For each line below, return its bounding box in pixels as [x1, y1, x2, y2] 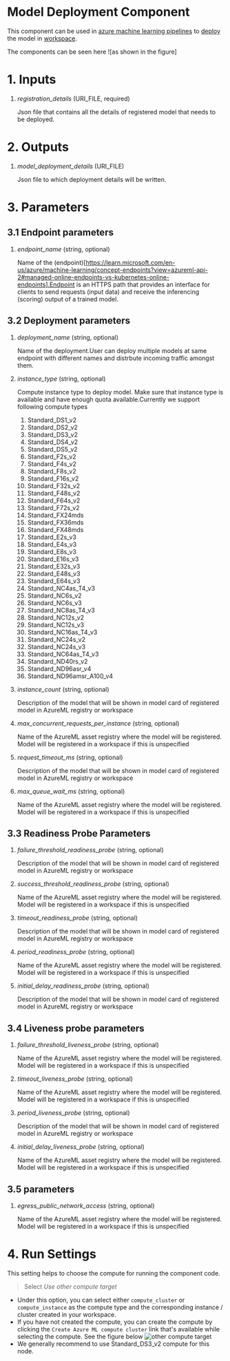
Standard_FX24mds [27, 511, 84, 519]
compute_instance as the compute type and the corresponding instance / [17, 1303, 223, 1311]
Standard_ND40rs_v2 [27, 657, 88, 665]
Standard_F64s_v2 [27, 496, 81, 505]
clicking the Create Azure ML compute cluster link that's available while [17, 1325, 220, 1333]
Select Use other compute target [23, 1283, 117, 1291]
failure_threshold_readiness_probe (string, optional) [17, 846, 164, 854]
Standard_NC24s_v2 [27, 635, 86, 644]
